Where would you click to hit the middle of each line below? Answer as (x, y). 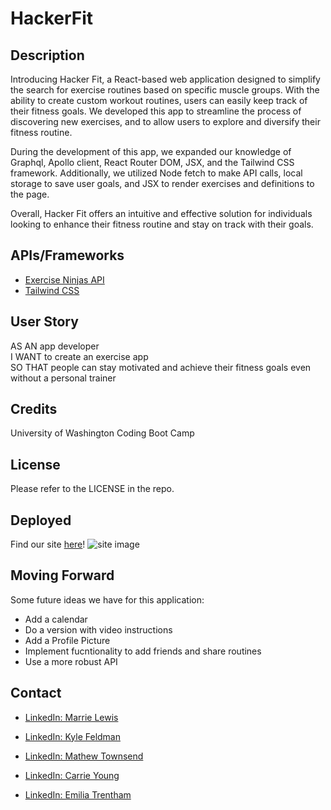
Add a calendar (56, 619)
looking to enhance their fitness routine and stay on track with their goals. (162, 224)
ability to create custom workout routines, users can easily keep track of (159, 100)
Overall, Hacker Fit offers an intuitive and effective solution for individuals (161, 213)
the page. (30, 194)
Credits (34, 409)
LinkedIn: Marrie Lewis (71, 717)
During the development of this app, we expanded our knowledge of (151, 151)
